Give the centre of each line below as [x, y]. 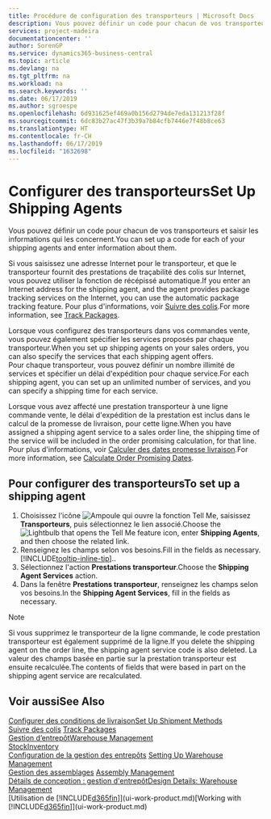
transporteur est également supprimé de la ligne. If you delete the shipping [132, 642]
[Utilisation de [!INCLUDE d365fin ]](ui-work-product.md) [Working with [125, 798]
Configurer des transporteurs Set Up [132, 191]
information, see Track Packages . [64, 315]
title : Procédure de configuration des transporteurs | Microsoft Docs [131, 16]
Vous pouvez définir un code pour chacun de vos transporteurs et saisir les [133, 230]
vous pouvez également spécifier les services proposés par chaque [121, 340]
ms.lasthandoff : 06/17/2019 [56, 144]
